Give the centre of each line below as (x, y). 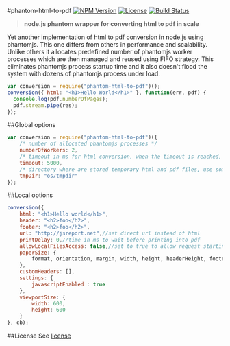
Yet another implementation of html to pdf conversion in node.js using (105, 37)
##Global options (31, 125)
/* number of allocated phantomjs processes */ (88, 144)
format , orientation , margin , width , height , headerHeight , (119, 259)
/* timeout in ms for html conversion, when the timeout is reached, (121, 157)
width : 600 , (49, 303)
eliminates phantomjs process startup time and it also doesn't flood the (107, 66)
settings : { (36, 278)
